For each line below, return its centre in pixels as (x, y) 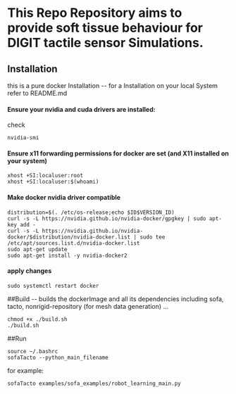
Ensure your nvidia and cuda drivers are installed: (82, 109)
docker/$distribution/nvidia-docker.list (69, 237)
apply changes (30, 271)
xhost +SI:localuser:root (45, 176)
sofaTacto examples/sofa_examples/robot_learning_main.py (94, 383)
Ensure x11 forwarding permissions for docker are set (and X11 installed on (118, 153)
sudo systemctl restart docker (53, 286)
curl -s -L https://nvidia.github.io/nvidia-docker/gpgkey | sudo (107, 218)
